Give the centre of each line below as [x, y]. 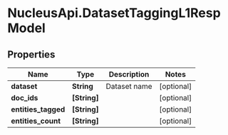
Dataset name [129, 86]
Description [129, 74]
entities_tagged [38, 109]
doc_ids [25, 98]
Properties [31, 54]
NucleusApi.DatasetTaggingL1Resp [114, 13]
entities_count [36, 121]
